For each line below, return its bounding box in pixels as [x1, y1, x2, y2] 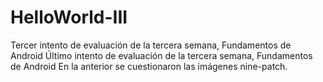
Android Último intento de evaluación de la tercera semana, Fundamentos [10, 49, 313, 61]
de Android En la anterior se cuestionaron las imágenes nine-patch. [10, 60, 288, 72]
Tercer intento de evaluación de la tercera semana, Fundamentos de [10, 39, 292, 51]
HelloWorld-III [10, 6, 128, 29]
